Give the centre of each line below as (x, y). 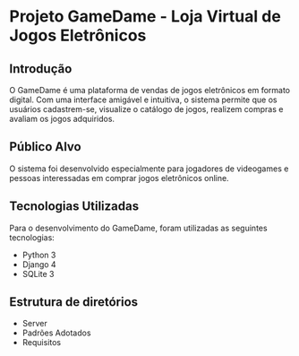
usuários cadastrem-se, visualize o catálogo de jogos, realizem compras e (146, 109)
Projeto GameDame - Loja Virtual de (145, 17)
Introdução (41, 69)
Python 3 (39, 255)
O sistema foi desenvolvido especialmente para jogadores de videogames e (149, 169)
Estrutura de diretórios (74, 302)
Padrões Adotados (56, 333)
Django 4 (39, 264)
